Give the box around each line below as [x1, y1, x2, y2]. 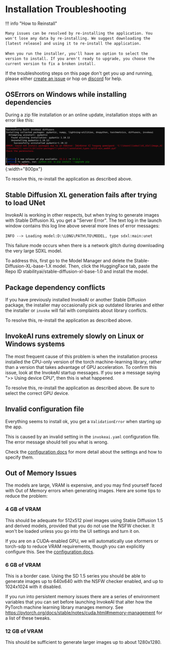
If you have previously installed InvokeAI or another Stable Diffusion [5, 296, 146, 302]
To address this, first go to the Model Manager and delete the [5, 258, 133, 264]
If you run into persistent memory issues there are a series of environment [5, 593, 160, 599]
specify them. [5, 454, 34, 460]
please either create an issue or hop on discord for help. [5, 75, 122, 82]
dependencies [5, 98, 52, 107]
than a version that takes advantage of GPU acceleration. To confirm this [5, 364, 157, 370]
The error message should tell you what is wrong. [5, 439, 109, 445]
